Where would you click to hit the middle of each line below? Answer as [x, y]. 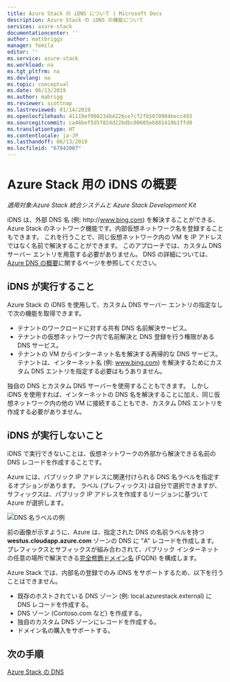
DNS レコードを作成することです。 [56, 462]
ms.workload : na [30, 65]
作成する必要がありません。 [46, 411]
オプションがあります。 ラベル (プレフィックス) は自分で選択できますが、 [117, 485]
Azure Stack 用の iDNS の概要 [92, 185]
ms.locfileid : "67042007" [44, 148]
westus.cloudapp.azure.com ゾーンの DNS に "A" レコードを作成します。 [113, 540]
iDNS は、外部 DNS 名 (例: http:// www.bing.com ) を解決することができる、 [113, 220]
